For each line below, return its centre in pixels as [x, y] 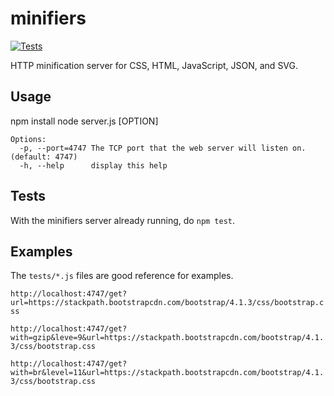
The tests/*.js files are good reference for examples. [122, 276]
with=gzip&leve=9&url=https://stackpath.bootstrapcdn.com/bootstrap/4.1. [167, 338]
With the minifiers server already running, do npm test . [123, 220]
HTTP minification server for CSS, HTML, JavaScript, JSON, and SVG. [154, 65]
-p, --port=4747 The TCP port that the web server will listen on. [163, 148]
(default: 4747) [44, 157]
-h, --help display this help [93, 165]
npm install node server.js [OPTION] [84, 121]
